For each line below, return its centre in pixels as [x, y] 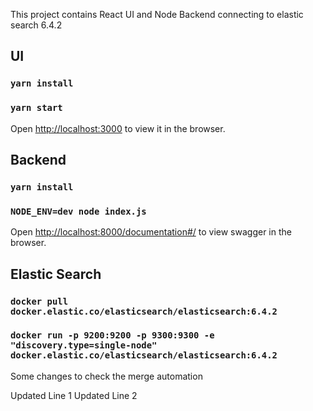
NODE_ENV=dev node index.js [78, 211]
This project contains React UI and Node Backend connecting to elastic [157, 14]
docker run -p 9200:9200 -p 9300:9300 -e [112, 335]
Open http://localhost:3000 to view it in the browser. [118, 128]
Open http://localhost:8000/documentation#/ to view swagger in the [151, 232]
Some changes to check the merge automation [106, 376]
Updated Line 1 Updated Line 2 [74, 395]
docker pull [39, 301]
